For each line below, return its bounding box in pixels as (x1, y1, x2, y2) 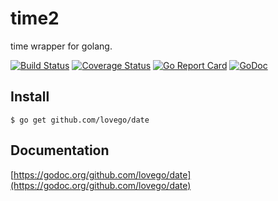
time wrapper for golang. (10, 40, 113, 52)
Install (10, 88, 50, 106)
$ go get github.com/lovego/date (10, 115, 150, 125)
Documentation (10, 142, 110, 159)
